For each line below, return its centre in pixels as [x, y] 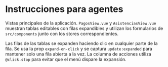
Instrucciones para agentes [64, 9]
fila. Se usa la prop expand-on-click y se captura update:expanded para [79, 48]
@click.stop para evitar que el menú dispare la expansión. [66, 59]
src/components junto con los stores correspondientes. [62, 33]
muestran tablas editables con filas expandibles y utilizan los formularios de [84, 28]
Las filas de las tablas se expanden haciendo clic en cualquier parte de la [81, 43]
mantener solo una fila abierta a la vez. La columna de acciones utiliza [78, 54]
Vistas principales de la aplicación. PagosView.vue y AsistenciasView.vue [81, 23]
